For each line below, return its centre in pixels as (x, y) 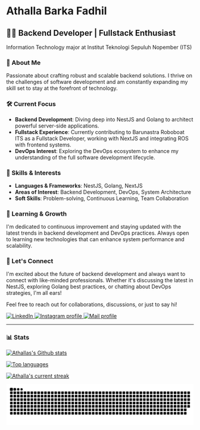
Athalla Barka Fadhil (57, 11)
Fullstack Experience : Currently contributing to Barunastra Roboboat (99, 132)
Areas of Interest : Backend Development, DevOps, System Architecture (103, 192)
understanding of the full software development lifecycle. (85, 157)
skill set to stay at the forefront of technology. (62, 88)
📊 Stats (18, 338)
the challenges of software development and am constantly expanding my (97, 82)
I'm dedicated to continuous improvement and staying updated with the (94, 227)
